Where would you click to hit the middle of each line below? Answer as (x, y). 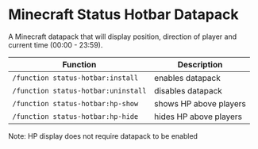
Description (200, 64)
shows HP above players (200, 103)
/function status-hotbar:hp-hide (75, 116)
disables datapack (188, 90)
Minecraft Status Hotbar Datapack (124, 15)
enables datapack (187, 78)
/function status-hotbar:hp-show (75, 103)
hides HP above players (198, 117)
